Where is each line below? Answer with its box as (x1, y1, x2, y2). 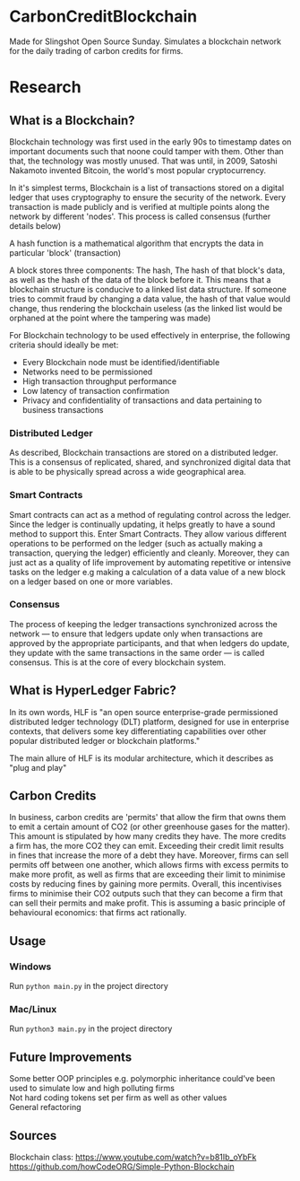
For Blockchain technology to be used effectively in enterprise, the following (9, 329, 291, 340)
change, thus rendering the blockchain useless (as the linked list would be (9, 302, 283, 313)
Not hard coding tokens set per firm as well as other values (9, 1092, 227, 1103)
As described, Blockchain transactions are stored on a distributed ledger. (9, 447, 279, 459)
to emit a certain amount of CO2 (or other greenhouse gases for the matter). (9, 821, 291, 832)
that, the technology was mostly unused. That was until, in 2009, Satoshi (9, 155, 278, 166)
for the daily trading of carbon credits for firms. (9, 45, 184, 56)
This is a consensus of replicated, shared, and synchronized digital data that (9, 457, 291, 468)
